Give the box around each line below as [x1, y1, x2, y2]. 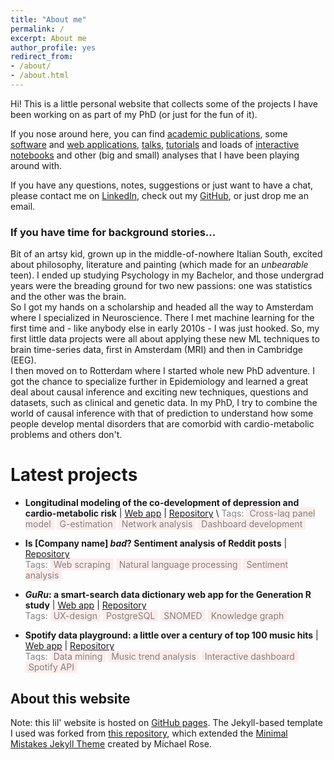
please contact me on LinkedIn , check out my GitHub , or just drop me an [10, 189, 309, 201]
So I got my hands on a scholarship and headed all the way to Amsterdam [10, 301, 314, 313]
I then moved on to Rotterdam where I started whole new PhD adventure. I [10, 365, 316, 377]
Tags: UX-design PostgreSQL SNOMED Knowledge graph [24, 610, 285, 622]
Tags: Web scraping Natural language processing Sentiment [24, 559, 289, 571]
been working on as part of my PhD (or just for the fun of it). [10, 108, 258, 120]
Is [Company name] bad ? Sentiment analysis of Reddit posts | [24, 537, 288, 550]
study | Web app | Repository [24, 599, 147, 611]
